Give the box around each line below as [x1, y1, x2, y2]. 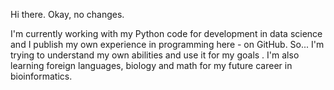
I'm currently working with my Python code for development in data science [10, 28, 323, 39]
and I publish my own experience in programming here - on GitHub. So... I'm [10, 39, 325, 50]
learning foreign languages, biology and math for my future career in [10, 60, 293, 71]
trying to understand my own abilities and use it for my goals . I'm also [10, 49, 300, 61]
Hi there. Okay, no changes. [10, 9, 125, 20]
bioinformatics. [10, 70, 73, 82]
